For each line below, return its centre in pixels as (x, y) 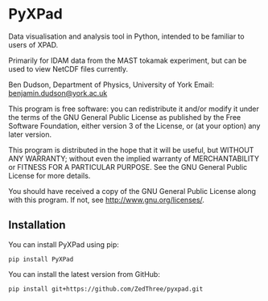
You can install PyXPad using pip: (64, 244)
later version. (30, 134)
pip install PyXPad (41, 259)
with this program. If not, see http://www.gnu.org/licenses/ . (107, 200)
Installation (37, 225)
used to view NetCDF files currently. (68, 68)
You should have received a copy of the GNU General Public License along (132, 191)
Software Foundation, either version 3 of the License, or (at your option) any (134, 126)
